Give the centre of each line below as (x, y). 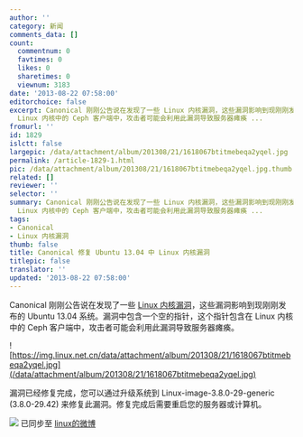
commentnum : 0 (44, 51)
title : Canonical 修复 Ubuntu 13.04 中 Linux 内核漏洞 (110, 253)
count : (22, 43)
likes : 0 (34, 69)
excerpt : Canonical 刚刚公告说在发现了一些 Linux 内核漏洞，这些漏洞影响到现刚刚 (149, 110)
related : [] (32, 177)
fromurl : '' (32, 127)
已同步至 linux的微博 (58, 423)
